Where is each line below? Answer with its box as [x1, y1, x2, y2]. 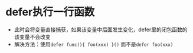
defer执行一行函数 [5, 5, 95, 19]
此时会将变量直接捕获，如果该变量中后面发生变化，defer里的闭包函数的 [14, 26, 188, 33]
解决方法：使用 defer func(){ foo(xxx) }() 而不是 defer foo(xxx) [14, 41, 174, 48]
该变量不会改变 [14, 33, 51, 40]
